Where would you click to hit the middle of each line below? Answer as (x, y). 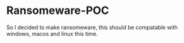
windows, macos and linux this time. (52, 33)
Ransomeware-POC (58, 11)
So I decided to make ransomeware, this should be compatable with (92, 27)
